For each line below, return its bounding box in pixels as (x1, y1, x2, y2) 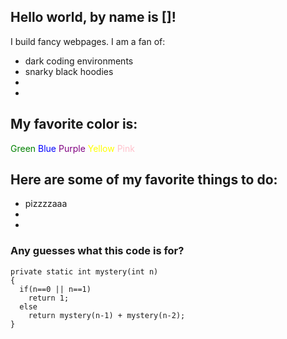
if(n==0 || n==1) (19, 284, 92, 294)
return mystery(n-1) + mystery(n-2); (28, 310, 186, 320)
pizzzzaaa (24, 198, 68, 210)
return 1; (28, 293, 70, 303)
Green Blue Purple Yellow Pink (10, 142, 135, 154)
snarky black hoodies (24, 65, 114, 77)
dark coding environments (24, 55, 134, 67)
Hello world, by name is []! (10, 9, 177, 26)
